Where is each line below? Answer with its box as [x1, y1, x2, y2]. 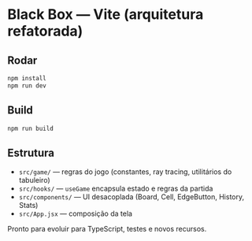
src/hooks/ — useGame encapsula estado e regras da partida [18, 184, 213, 194]
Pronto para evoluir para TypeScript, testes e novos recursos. [7, 224, 207, 234]
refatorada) [7, 22, 83, 40]
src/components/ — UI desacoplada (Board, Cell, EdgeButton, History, [18, 192, 245, 202]
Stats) [18, 201, 39, 210]
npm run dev [7, 81, 46, 90]
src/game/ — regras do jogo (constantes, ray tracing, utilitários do [18, 167, 232, 176]
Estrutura [7, 146, 55, 159]
